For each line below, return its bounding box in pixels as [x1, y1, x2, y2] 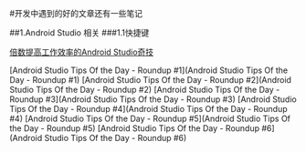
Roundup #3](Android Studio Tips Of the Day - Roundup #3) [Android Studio [9, 94, 297, 105]
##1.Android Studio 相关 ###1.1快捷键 [9, 27, 150, 38]
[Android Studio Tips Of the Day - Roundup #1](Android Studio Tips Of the [9, 65, 289, 76]
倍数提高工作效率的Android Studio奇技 [9, 46, 154, 57]
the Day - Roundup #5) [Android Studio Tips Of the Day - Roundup [9, 123, 260, 134]
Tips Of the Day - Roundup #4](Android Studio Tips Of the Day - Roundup [9, 104, 288, 114]
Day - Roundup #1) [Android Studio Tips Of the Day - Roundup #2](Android [9, 75, 292, 85]
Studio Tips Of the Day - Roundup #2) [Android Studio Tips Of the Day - [9, 85, 280, 95]
